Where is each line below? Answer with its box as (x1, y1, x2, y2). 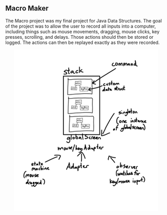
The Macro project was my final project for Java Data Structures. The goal (5, 17, 162, 23)
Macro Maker (5, 4, 49, 13)
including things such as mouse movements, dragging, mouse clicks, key (5, 28, 160, 35)
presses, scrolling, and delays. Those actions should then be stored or (5, 34, 154, 40)
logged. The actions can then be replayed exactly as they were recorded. (5, 39, 160, 45)
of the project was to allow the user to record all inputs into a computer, (5, 23, 156, 29)
